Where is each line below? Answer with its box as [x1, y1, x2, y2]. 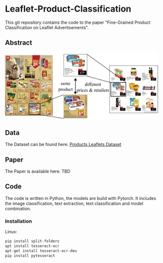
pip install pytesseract [5, 253, 55, 258]
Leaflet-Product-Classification [5, 3, 131, 15]
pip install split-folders [5, 239, 60, 244]
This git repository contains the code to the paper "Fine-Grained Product [5, 19, 150, 25]
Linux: [5, 229, 17, 235]
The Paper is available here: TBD [5, 168, 70, 174]
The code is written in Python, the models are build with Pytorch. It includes [5, 195, 156, 201]
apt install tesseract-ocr [5, 244, 60, 248]
